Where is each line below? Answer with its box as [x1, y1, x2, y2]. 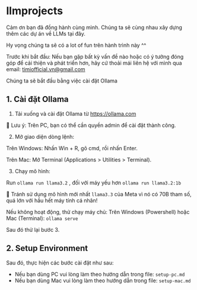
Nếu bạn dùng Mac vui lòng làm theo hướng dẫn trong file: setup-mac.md [14, 277, 191, 284]
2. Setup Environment [6, 243, 88, 253]
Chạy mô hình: [14, 167, 50, 174]
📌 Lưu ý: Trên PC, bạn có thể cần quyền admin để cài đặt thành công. [6, 122, 176, 129]
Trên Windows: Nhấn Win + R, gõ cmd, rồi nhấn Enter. [6, 144, 138, 152]
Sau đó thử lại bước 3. [6, 226, 60, 233]
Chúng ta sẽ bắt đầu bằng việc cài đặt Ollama [6, 77, 117, 84]
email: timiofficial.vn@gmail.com [6, 65, 85, 72]
